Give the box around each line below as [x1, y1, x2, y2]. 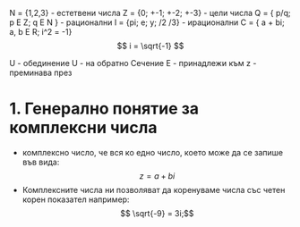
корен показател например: [21, 194, 130, 205]
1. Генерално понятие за [9, 98, 200, 119]
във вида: [21, 156, 60, 167]
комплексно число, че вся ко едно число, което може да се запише [21, 147, 284, 157]
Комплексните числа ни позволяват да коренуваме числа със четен [21, 184, 286, 195]
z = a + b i [139, 170, 176, 181]
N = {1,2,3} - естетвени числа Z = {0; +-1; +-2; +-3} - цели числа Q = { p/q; [9, 8, 291, 18]
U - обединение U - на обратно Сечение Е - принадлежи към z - [9, 58, 257, 68]
